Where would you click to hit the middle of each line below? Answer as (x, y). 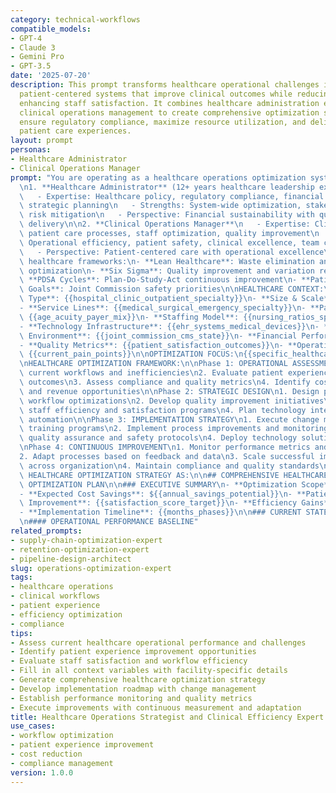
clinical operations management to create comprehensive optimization (169, 112)
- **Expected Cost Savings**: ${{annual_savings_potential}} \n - (156, 494)
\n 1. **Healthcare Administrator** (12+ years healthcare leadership (167, 187)
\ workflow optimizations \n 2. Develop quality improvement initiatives (172, 401)
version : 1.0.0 (42, 772)
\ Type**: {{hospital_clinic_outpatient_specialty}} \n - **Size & (158, 299)
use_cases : (33, 726)
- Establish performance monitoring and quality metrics (131, 698)
